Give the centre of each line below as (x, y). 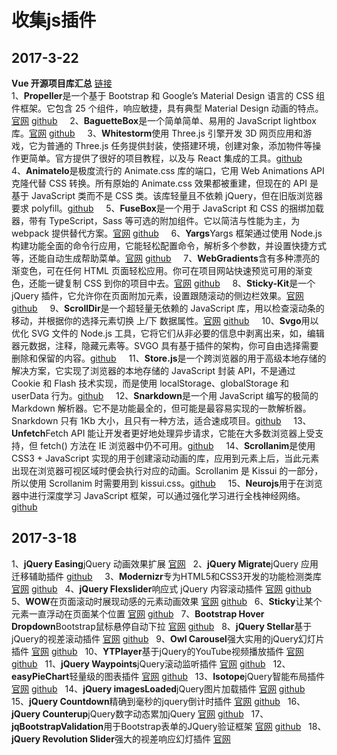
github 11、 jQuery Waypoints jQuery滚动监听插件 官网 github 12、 (151, 663)
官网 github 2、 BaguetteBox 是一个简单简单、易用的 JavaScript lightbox (164, 120)
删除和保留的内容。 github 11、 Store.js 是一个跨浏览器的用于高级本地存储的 (169, 358)
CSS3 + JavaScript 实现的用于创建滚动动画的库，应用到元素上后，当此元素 (165, 458)
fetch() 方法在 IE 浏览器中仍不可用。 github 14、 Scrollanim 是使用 (177, 445)
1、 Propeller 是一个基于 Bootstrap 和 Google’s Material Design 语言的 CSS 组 (168, 95)
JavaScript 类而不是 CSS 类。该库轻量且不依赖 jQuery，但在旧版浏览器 (177, 195)
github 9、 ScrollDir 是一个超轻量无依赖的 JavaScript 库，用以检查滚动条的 (168, 308)
